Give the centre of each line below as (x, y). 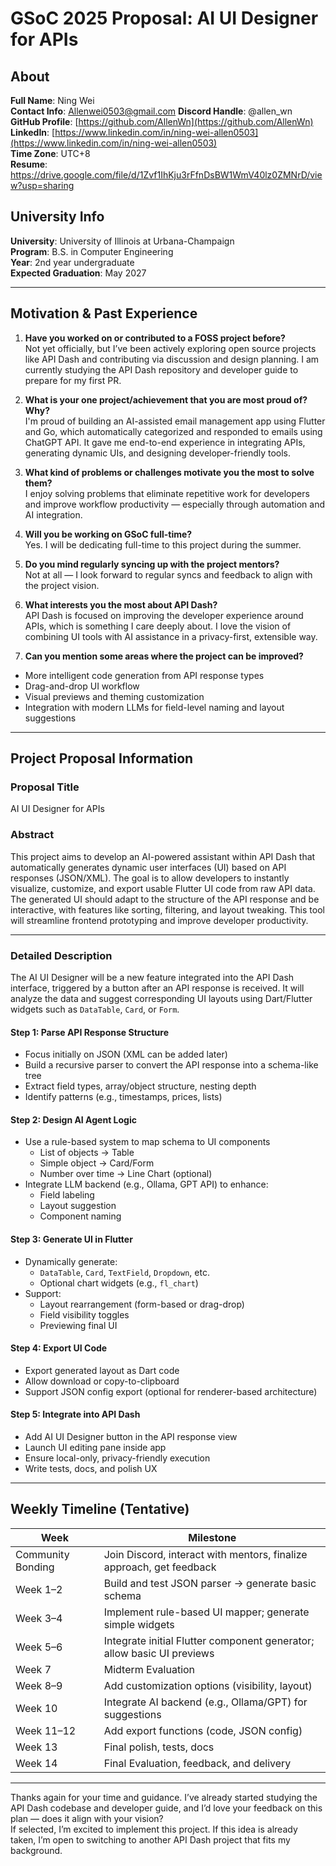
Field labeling (67, 1195)
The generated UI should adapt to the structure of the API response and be (165, 899)
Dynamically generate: (71, 1261)
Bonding (35, 1567)
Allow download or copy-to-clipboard (102, 1381)
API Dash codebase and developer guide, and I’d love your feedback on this (166, 1808)
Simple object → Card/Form (97, 1163)
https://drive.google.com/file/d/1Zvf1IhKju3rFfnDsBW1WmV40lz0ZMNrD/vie (166, 175)
